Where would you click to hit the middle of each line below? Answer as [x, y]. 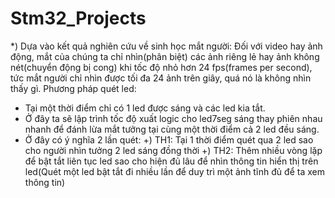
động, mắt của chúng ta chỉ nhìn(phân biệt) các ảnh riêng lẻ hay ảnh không [165, 56]
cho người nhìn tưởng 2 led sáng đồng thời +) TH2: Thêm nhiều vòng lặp [173, 150]
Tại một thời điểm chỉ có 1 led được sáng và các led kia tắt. [145, 108]
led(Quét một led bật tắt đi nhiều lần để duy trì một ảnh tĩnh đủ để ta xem [174, 171]
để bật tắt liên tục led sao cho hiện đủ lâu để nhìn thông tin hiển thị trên [171, 161]
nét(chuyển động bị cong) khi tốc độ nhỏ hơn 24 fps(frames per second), [161, 67]
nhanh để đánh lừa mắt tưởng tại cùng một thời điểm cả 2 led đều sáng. [172, 129]
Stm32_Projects [78, 18]
